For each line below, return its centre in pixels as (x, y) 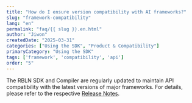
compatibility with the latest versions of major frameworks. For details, (94, 87)
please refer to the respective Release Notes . (63, 93)
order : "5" (20, 63)
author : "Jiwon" (27, 35)
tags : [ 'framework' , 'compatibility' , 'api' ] (65, 57)
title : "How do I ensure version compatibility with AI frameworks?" (97, 12)
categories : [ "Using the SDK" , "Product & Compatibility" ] (83, 46)
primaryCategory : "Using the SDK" (50, 52)
